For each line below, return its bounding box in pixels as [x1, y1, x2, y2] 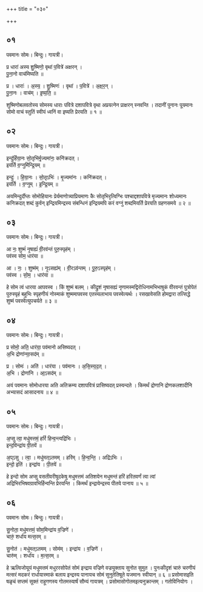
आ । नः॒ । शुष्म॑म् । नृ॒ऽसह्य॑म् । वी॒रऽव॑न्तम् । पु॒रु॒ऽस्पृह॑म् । [6, 265, 116, 272]
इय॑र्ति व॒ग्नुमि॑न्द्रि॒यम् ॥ [6, 161, 45, 169]
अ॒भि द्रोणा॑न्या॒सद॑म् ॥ [6, 350, 44, 358]
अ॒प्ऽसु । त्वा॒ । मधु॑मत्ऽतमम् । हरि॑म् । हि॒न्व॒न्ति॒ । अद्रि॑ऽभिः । [6, 454, 123, 461]
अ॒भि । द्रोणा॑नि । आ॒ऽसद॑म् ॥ [6, 369, 62, 377]
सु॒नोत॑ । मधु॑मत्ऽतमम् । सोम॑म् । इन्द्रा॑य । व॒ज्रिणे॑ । [6, 545, 103, 552]
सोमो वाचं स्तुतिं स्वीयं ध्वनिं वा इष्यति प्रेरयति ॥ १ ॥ [6, 108, 102, 115]
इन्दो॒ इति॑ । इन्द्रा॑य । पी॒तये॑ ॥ [6, 461, 62, 468]
